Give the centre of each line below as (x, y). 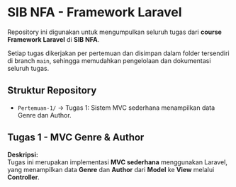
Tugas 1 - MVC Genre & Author (76, 138)
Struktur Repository (52, 90)
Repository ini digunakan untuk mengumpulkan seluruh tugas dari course (114, 32)
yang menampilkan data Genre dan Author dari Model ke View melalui (111, 169)
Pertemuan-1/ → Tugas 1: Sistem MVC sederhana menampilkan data (116, 108)
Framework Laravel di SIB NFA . (54, 39)
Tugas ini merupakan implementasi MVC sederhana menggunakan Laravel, (118, 162)
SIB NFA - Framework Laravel (95, 12)
